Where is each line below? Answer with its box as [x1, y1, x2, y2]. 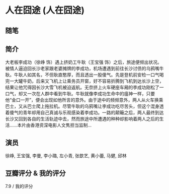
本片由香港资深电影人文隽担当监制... [17, 122, 92, 128]
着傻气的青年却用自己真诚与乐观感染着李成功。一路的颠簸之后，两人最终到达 [5, 109, 164, 116]
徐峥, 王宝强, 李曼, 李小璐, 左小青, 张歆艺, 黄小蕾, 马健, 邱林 [5, 153, 127, 159]
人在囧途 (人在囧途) [5, 5, 84, 16]
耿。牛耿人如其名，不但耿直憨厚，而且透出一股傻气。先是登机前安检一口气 [5, 72, 159, 78]
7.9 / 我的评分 [5, 183, 33, 189]
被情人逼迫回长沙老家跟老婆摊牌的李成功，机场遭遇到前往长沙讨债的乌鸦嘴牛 [5, 66, 164, 72]
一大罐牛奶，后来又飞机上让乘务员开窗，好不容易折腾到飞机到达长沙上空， [9, 78, 164, 84]
